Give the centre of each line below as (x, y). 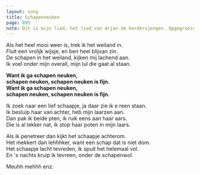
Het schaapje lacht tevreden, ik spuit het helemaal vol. (72, 149)
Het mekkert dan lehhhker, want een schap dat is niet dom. (78, 142)
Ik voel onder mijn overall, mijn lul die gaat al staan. (68, 64)
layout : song (22, 12)
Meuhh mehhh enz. (30, 167)
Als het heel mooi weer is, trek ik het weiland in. (65, 45)
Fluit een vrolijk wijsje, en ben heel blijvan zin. (62, 52)
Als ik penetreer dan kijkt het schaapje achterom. (66, 136)
